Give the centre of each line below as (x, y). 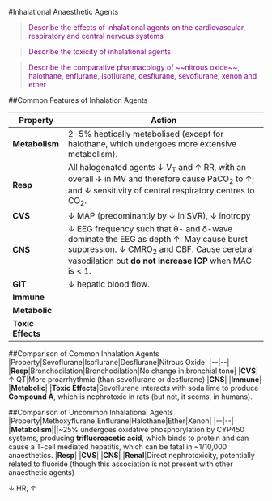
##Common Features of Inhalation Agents (78, 100)
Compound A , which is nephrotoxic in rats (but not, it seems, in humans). (130, 397)
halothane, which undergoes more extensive (152, 144)
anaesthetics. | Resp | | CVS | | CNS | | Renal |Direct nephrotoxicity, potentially (132, 455)
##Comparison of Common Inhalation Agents (84, 353)
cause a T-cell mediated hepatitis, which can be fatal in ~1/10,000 (118, 446)
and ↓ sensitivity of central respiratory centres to (161, 191)
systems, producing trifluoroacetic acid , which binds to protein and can (129, 438)
